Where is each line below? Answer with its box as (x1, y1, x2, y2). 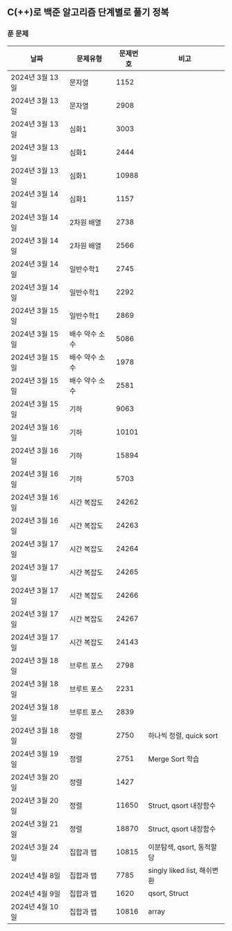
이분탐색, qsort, (148, 842, 197, 852)
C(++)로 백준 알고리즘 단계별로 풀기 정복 (7, 6, 169, 19)
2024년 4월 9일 (10, 889, 61, 899)
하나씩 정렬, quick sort (148, 731, 218, 740)
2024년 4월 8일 (10, 870, 61, 880)
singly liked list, (148, 865, 198, 875)
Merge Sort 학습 (148, 754, 200, 764)
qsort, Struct (148, 888, 188, 898)
